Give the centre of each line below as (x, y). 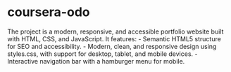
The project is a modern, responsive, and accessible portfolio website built (115, 31)
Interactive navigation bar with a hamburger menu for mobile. (96, 61)
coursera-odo (49, 12)
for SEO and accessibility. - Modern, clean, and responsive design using (112, 46)
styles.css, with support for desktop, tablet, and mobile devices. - (102, 54)
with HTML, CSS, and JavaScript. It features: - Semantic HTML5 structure (114, 38)
